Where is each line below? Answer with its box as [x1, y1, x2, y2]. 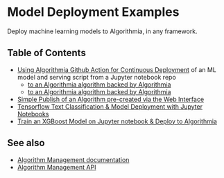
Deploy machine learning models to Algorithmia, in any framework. [7, 27, 198, 35]
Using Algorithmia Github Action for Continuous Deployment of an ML [17, 65, 217, 73]
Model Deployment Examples [7, 4, 180, 20]
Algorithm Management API [17, 163, 96, 171]
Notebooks [17, 109, 49, 118]
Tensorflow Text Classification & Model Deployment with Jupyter [17, 102, 203, 111]
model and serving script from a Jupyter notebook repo [17, 73, 177, 81]
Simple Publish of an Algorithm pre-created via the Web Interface [17, 95, 205, 103]
